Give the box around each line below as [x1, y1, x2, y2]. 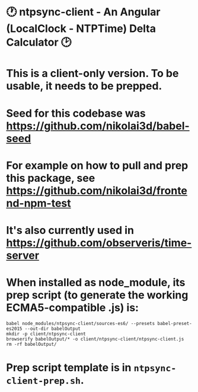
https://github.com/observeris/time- [6, 236, 192, 249]
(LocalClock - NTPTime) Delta [6, 22, 156, 36]
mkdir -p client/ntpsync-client [6, 330, 86, 337]
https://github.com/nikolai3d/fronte [6, 184, 188, 197]
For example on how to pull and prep [6, 159, 189, 172]
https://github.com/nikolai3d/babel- [6, 119, 190, 133]
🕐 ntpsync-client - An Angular [6, 5, 161, 19]
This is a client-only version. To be [6, 67, 179, 81]
